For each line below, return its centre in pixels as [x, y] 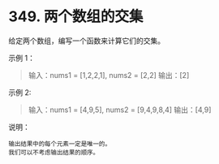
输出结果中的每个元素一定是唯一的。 [60, 144]
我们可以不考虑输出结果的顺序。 [54, 152]
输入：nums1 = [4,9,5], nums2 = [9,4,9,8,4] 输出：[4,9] [120, 110]
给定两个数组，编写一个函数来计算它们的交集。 [86, 41]
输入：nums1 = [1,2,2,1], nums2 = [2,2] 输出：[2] [109, 75]
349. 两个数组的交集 [76, 17]
